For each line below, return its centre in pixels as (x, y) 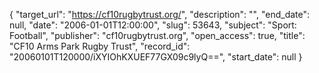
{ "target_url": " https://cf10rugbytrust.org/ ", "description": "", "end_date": (160, 14)
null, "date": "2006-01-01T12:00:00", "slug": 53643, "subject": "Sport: (153, 25)
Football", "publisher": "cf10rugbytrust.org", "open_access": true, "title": (157, 35)
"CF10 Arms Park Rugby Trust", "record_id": (100, 46)
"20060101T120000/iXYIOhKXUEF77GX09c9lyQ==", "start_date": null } (156, 57)
